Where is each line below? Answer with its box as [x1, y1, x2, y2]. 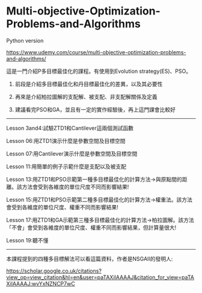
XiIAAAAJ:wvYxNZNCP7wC [6, 280, 75, 287]
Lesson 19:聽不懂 [6, 236, 49, 244]
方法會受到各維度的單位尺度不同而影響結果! [22, 183, 129, 191]
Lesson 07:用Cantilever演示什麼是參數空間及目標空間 [6, 150, 138, 157]
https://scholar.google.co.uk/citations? [6, 267, 102, 274]
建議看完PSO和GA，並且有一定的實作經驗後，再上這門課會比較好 [14, 106, 176, 113]
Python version [6, 37, 44, 44]
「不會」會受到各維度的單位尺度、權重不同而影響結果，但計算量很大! [6, 224, 177, 231]
